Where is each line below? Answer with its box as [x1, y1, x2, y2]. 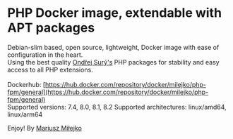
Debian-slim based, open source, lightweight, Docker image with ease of [7, 43, 220, 51]
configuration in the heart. [7, 51, 83, 59]
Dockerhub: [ [7, 80, 46, 88]
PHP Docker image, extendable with [7, 5, 222, 21]
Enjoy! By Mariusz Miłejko [7, 124, 83, 132]
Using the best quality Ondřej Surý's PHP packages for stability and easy [7, 58, 220, 66]
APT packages [7, 20, 95, 36]
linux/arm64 [7, 110, 43, 119]
